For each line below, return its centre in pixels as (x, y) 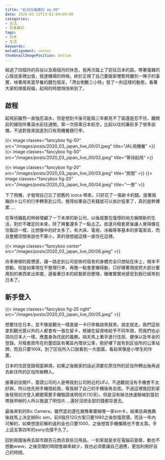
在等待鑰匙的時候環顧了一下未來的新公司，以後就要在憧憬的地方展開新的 (78, 218)
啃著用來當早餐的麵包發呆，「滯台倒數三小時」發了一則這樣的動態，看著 (86, 82)
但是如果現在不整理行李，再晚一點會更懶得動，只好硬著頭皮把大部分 (87, 268)
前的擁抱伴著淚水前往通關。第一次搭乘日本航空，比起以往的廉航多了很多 (78, 124)
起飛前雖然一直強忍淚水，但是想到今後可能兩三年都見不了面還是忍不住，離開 (82, 118)
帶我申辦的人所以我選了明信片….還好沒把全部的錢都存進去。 (66, 401)
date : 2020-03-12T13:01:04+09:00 (39, 14)
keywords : (15, 46)
